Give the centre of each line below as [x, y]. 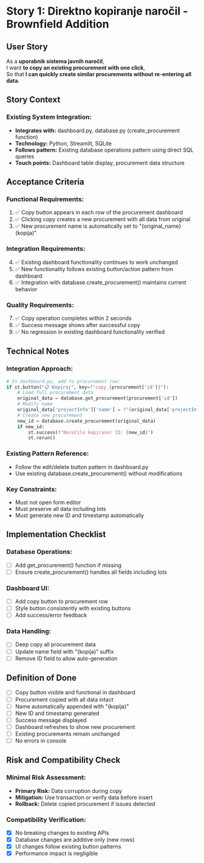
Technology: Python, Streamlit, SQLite [63, 143]
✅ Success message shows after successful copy [78, 325]
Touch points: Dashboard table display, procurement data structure [100, 163]
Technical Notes [38, 351]
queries [25, 156]
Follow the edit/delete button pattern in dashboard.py [82, 467]
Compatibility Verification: [46, 819]
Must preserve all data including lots [60, 509]
